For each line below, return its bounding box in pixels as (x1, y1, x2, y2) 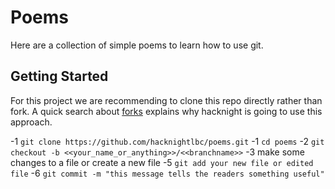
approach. (10, 116, 53, 128)
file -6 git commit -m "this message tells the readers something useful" (10, 167, 325, 179)
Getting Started (10, 68, 109, 85)
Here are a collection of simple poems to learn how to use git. (10, 39, 264, 51)
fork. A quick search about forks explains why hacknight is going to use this (10, 105, 323, 117)
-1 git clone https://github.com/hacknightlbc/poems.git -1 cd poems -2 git (10, 135, 325, 147)
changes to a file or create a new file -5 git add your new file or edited (10, 156, 314, 168)
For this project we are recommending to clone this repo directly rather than (10, 94, 323, 106)
